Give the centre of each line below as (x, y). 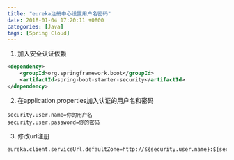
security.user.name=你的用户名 (50, 115)
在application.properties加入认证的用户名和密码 (86, 100)
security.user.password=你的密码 (54, 122)
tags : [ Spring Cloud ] (39, 33)
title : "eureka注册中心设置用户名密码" (59, 14)
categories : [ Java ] (36, 26)
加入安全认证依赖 (42, 54)
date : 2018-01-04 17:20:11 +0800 (56, 20)
